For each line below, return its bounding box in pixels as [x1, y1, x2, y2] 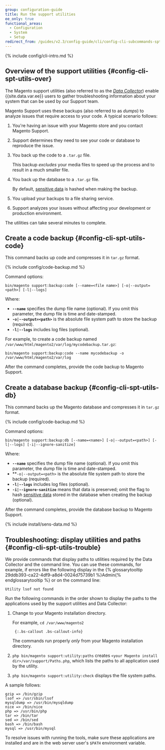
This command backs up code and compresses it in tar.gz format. [5, 254, 140, 261]
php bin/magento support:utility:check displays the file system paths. [12, 673, 157, 678]
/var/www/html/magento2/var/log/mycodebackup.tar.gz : [5, 342, 116, 347]
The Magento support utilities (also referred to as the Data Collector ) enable [5, 88, 159, 94]
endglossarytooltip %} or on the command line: [5, 577, 101, 583]
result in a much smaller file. [12, 167, 70, 173]
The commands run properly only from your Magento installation [12, 638, 143, 644]
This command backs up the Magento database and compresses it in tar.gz [5, 404, 160, 410]
